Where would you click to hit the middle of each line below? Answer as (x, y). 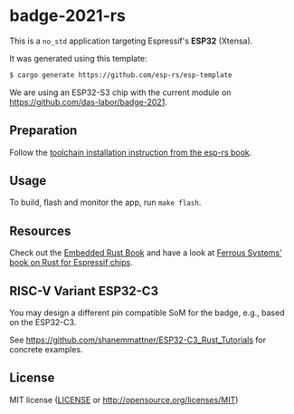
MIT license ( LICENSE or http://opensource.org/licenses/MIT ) (124, 400)
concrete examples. (46, 350)
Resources (40, 231)
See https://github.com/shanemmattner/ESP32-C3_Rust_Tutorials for (138, 340)
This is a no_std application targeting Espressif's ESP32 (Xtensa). (131, 41)
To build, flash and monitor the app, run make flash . (105, 202)
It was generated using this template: (78, 58)
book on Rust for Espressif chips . (71, 263)
